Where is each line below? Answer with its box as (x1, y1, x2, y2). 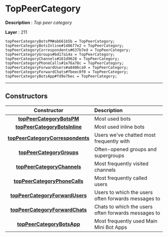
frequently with (94, 138, 130, 145)
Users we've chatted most (94, 131, 156, 138)
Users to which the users (94, 189, 153, 196)
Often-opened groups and (94, 146, 156, 153)
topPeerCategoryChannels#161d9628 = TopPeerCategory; (5, 56, 120, 61)
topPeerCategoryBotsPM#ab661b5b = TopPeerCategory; (5, 38, 115, 44)
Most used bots (94, 115, 131, 122)
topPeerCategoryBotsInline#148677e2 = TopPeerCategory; (5, 43, 124, 48)
